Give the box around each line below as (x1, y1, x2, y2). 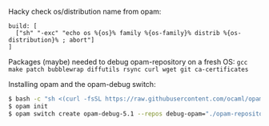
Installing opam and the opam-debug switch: (8, 80, 156, 89)
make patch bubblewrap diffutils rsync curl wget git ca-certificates (8, 65, 249, 73)
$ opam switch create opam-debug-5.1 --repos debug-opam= (8, 109, 206, 118)
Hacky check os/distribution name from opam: (8, 7, 162, 16)
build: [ (8, 22, 38, 30)
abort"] (69, 36, 94, 44)
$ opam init (8, 102, 48, 110)
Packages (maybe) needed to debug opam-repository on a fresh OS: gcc (8, 57, 248, 66)
